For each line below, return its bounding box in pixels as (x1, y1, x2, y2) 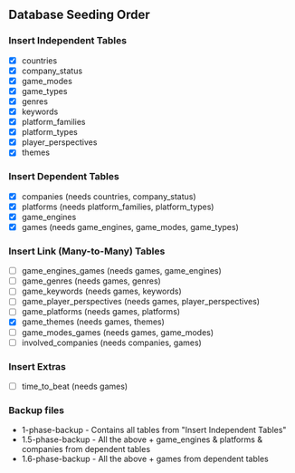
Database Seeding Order (8, 7, 150, 23)
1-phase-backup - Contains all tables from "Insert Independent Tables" (21, 425, 287, 436)
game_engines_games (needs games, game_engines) (21, 265, 223, 276)
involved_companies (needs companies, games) (21, 337, 203, 348)
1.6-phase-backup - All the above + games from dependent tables (21, 453, 269, 465)
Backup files (8, 403, 65, 416)
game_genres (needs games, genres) (21, 275, 162, 286)
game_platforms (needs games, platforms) (21, 306, 181, 317)
